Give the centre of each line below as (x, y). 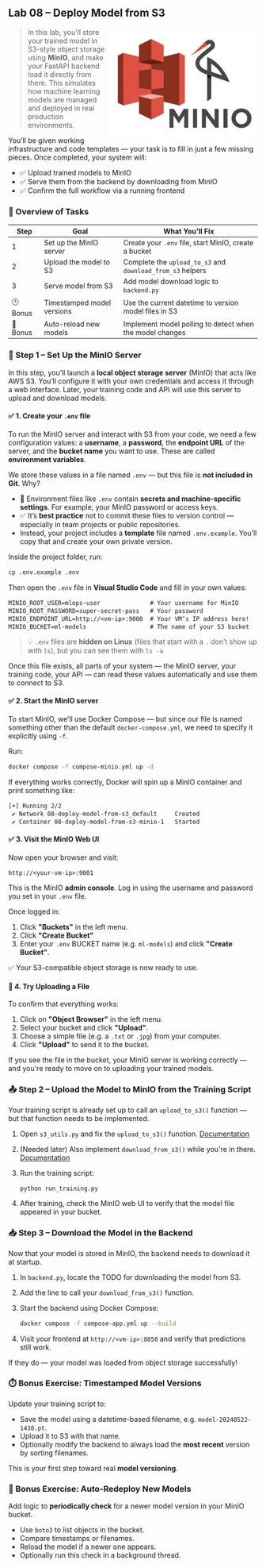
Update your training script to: (57, 1404)
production (46, 116)
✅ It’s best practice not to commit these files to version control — (127, 515)
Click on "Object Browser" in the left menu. (91, 1019)
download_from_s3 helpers (165, 271)
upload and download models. (57, 398)
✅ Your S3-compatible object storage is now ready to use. (103, 968)
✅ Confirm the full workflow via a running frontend (102, 191)
